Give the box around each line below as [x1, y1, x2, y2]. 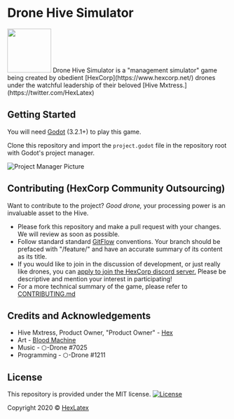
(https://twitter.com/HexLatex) [7, 88, 95, 96]
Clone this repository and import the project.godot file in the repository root [7, 141, 227, 149]
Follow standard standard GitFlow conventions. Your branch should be [17, 237, 221, 245]
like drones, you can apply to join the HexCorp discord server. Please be [17, 267, 226, 276]
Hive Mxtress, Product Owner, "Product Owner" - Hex [17, 328, 173, 337]
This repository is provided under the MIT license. [7, 390, 151, 399]
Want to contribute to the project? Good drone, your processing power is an [7, 201, 226, 209]
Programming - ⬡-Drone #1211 [17, 351, 106, 359]
